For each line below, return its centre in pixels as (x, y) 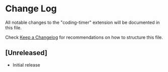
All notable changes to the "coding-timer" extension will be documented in (82, 22)
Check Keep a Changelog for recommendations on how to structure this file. (84, 37)
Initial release (26, 65)
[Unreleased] (26, 53)
